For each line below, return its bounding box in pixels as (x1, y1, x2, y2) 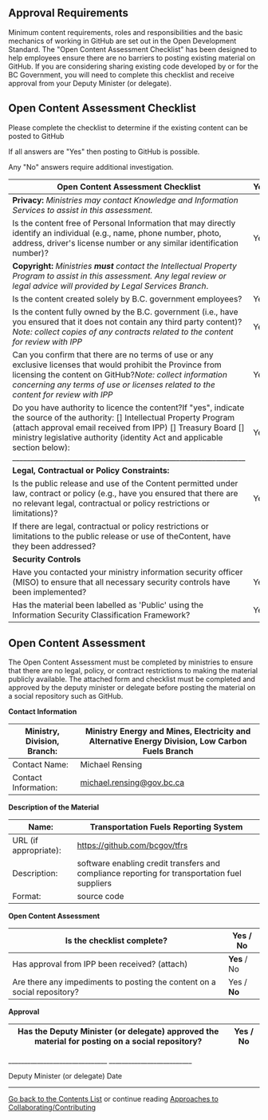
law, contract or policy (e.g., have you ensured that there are (12, 487, 238, 499)
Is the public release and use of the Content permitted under (12, 478, 238, 489)
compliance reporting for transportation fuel (77, 868, 242, 879)
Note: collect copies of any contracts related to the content (12, 326, 234, 337)
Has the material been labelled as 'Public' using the (12, 599, 204, 610)
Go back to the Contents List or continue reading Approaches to (8, 1094, 219, 1104)
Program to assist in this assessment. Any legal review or (12, 270, 227, 282)
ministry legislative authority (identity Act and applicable (12, 432, 223, 443)
